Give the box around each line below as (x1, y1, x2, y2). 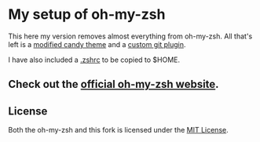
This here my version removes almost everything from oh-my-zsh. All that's (8, 31, 253, 41)
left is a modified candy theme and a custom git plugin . (8, 39, 186, 49)
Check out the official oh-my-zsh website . (8, 78, 219, 91)
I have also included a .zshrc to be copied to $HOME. (8, 55, 181, 64)
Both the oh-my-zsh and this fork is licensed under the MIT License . (8, 126, 229, 135)
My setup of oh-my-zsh (8, 5, 166, 24)
